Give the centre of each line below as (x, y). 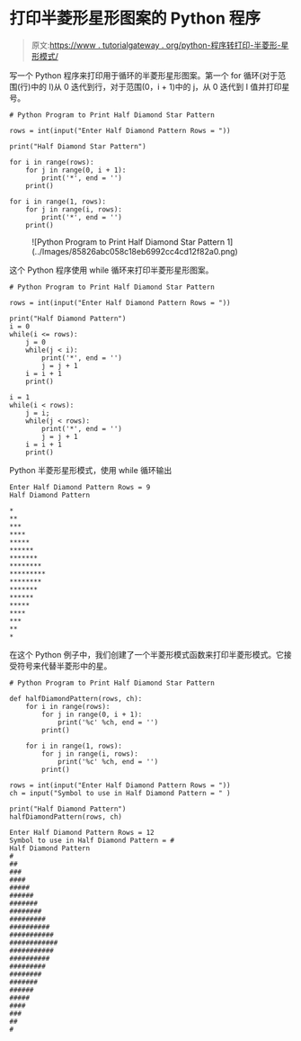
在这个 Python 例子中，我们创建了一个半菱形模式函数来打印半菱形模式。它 (147, 654)
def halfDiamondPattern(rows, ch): (76, 698)
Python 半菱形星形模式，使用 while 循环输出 (91, 470)
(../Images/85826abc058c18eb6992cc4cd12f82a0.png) (135, 251)
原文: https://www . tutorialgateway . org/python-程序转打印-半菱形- (156, 45)
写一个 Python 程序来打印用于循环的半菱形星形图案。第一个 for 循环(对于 (144, 75)
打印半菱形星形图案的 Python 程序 (135, 18)
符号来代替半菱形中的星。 (64, 666)
